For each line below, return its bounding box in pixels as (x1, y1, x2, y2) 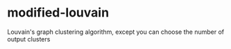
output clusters (7, 35, 51, 43)
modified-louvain (7, 5, 110, 21)
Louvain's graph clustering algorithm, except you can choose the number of (7, 28, 225, 36)
